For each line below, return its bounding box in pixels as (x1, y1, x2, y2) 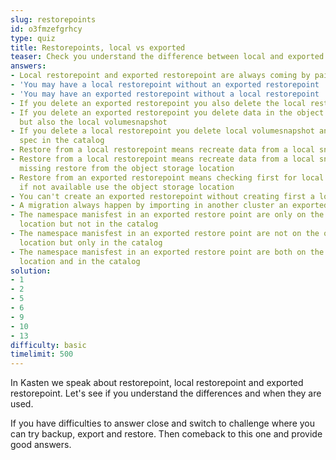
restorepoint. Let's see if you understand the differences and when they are (10, 387, 322, 400)
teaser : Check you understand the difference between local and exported (10, 52, 325, 62)
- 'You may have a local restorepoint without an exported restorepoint (10, 80, 320, 90)
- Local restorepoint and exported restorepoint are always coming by (10, 71, 311, 81)
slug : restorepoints (10, 14, 97, 25)
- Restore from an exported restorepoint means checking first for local (10, 172, 325, 183)
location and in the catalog (19, 256, 141, 266)
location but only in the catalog (19, 237, 163, 248)
